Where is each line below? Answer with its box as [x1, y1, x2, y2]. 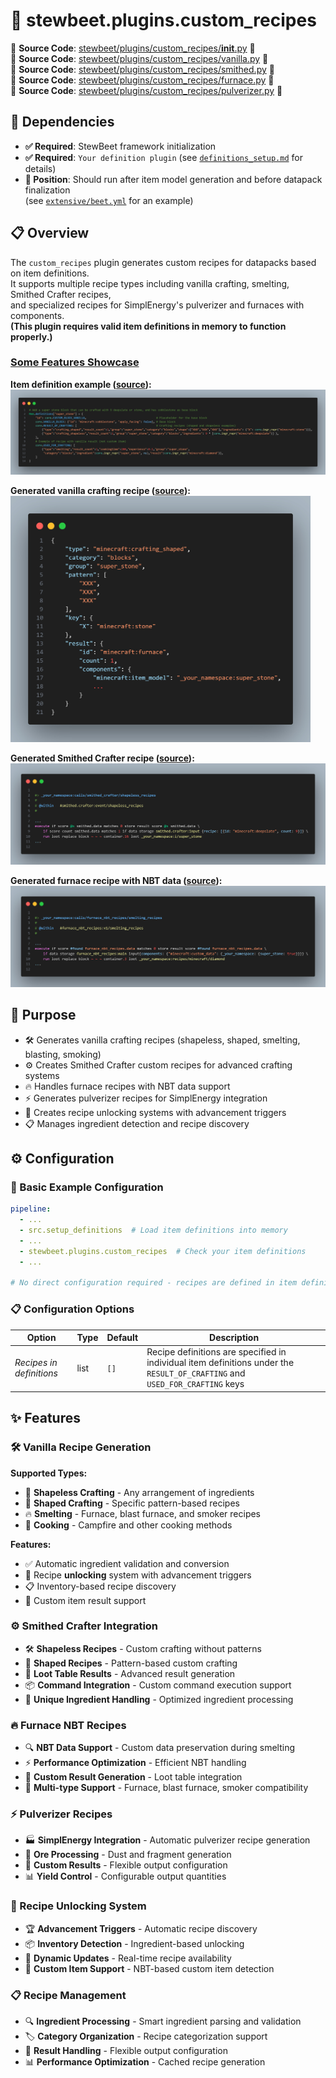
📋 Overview [10, 225, 90, 242]
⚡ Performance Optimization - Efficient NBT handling [24, 1757, 247, 1769]
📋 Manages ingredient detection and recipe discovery [24, 1117, 250, 1129]
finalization [24, 184, 71, 196]
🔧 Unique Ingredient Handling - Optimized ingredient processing [24, 1693, 294, 1705]
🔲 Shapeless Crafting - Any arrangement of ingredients [24, 1486, 255, 1498]
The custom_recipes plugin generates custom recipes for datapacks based [10, 256, 317, 268]
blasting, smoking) [24, 1048, 102, 1060]
